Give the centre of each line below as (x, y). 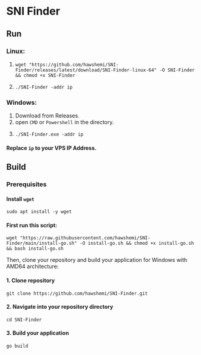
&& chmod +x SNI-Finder (45, 75)
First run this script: (32, 225)
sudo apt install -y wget (39, 212)
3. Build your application (38, 333)
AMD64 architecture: (32, 267)
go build (17, 346)
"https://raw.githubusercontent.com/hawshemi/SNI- (85, 238)
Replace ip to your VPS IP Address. (52, 148)
